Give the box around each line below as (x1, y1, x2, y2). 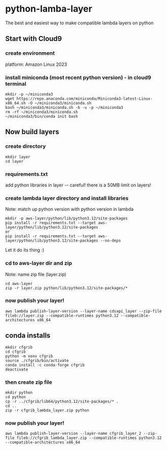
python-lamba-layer (5, 3, 93, 15)
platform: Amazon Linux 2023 (5, 61, 67, 67)
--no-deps (100, 238, 121, 243)
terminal (5, 80, 26, 87)
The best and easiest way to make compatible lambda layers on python (5, 20, 154, 26)
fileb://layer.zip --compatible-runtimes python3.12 (5, 313, 119, 318)
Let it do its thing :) (5, 247, 45, 253)
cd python (5, 394, 26, 399)
